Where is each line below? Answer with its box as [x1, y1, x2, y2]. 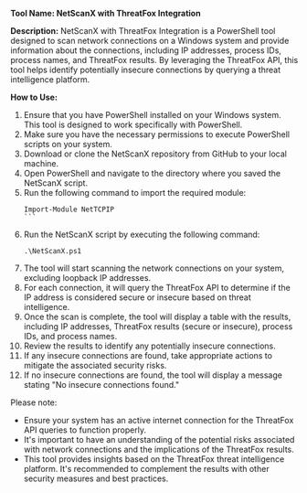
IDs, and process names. [23, 331, 118, 341]
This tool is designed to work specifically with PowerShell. [23, 119, 243, 130]
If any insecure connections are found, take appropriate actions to [23, 350, 273, 360]
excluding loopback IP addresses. [23, 273, 152, 283]
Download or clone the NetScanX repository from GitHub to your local [23, 148, 287, 159]
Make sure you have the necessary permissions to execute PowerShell [23, 129, 291, 140]
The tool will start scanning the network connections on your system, [23, 263, 284, 273]
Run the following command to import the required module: [23, 188, 247, 198]
